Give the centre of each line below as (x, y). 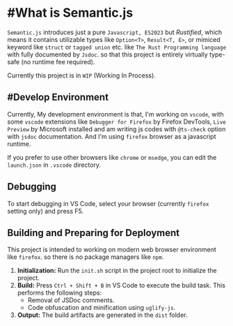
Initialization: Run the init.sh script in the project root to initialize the (117, 271)
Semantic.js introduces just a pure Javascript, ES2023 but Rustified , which (115, 32)
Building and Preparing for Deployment (94, 233)
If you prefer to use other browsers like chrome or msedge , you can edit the (112, 157)
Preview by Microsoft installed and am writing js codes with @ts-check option (116, 129)
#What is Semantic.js (70, 13)
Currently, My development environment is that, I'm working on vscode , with (115, 114)
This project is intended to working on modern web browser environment (112, 250)
